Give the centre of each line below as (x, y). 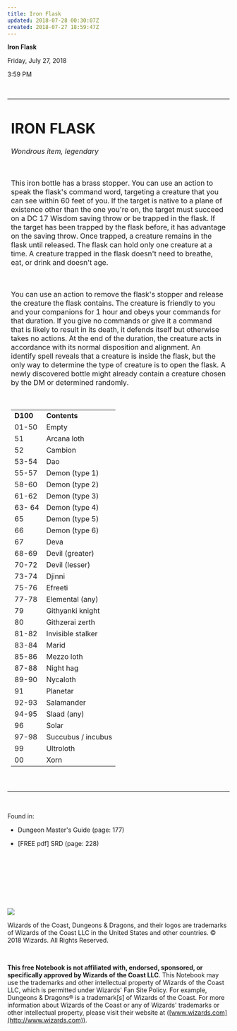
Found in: (21, 816)
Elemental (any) (72, 599)
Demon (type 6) (73, 530)
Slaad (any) (65, 714)
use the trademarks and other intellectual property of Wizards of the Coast (116, 982)
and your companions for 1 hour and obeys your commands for (116, 311)
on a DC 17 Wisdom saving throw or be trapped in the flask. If (113, 218)
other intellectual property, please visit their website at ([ (89, 1012)
